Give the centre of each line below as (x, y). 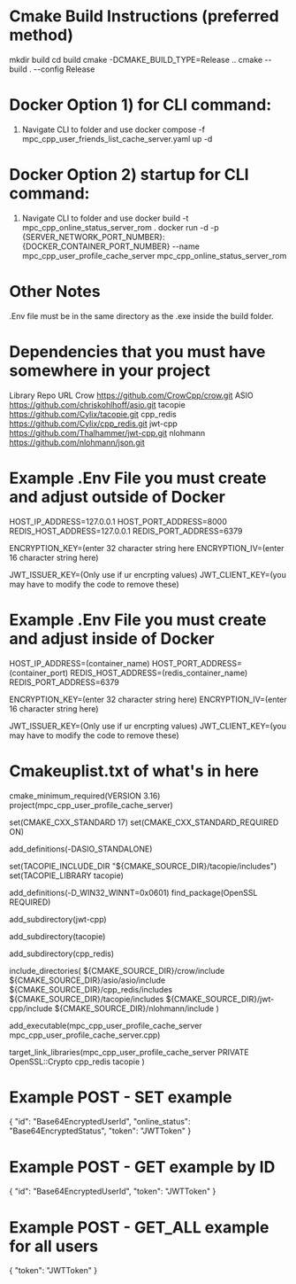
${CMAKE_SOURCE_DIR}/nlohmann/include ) (137, 1008)
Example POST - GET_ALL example (139, 1227)
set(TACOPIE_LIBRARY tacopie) (66, 875)
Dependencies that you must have (137, 351)
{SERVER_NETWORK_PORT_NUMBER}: (93, 237)
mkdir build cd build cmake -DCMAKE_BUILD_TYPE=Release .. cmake (136, 59)
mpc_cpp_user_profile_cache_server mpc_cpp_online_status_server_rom (154, 255)
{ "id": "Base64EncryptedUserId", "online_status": (100, 1122)
